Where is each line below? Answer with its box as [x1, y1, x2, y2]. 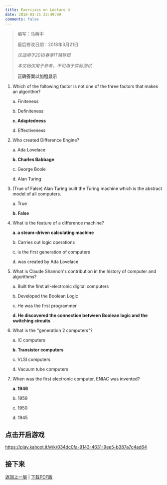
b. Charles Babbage [12, 156, 55, 162]
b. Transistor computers [12, 347, 64, 353]
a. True [12, 200, 27, 206]
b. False [12, 210, 29, 216]
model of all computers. [12, 191, 61, 197]
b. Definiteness [12, 108, 44, 114]
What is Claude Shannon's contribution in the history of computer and [12, 268, 157, 274]
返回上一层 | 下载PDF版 [5, 474, 53, 480]
